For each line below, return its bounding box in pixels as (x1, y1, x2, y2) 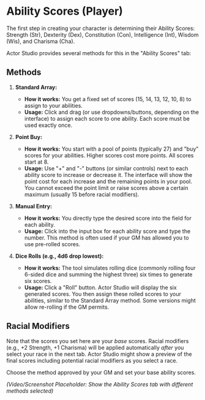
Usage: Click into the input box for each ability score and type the (24, 227, 191, 235)
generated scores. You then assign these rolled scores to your (24, 290, 182, 298)
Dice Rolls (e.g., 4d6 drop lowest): (15, 252, 104, 260)
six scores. (24, 277, 52, 284)
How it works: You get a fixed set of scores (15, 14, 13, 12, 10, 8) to (24, 95, 192, 102)
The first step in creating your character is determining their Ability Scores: (6, 25, 195, 32)
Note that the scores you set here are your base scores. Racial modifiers (6, 337, 189, 344)
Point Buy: (15, 133, 43, 140)
